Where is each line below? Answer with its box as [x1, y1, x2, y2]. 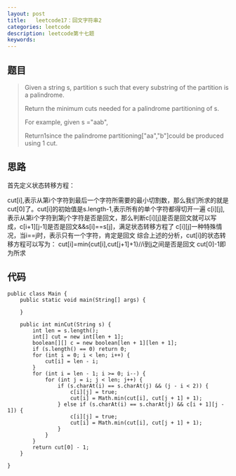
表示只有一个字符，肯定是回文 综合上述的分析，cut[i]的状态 [48, 231, 220, 239]
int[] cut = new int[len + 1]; [32, 333, 124, 341]
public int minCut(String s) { [20, 321, 112, 328]
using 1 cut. [24, 138, 58, 147]
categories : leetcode [7, 23, 71, 30]
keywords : [7, 37, 37, 44]
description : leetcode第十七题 [7, 29, 95, 37]
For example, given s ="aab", [24, 117, 109, 126]
